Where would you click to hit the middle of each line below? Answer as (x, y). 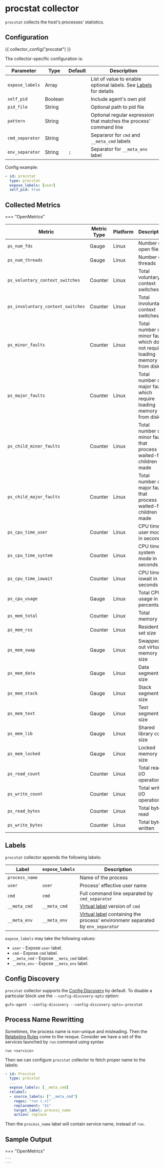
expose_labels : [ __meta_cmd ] (39, 1087)
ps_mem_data (21, 673)
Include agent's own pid (118, 99)
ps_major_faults (26, 396)
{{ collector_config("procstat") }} (38, 49)
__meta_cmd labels (111, 141)
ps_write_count (25, 794)
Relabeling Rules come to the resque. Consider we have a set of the (73, 1036)
